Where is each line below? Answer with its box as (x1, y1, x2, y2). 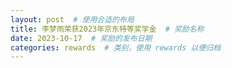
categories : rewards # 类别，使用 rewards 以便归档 (10, 42, 222, 53)
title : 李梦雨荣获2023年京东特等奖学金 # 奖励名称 (10, 24, 205, 34)
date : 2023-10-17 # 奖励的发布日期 (10, 33, 153, 43)
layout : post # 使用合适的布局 (10, 14, 135, 25)
